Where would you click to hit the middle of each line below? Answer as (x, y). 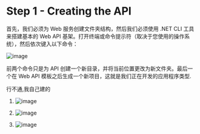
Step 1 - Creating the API (69, 11)
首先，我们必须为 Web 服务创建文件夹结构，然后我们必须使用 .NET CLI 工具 (100, 28)
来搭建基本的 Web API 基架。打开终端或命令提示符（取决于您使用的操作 (95, 36)
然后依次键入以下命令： (48, 44)
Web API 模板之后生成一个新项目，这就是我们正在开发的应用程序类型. (105, 76)
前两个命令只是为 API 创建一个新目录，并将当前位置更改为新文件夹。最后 (97, 69)
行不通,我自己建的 (28, 89)
